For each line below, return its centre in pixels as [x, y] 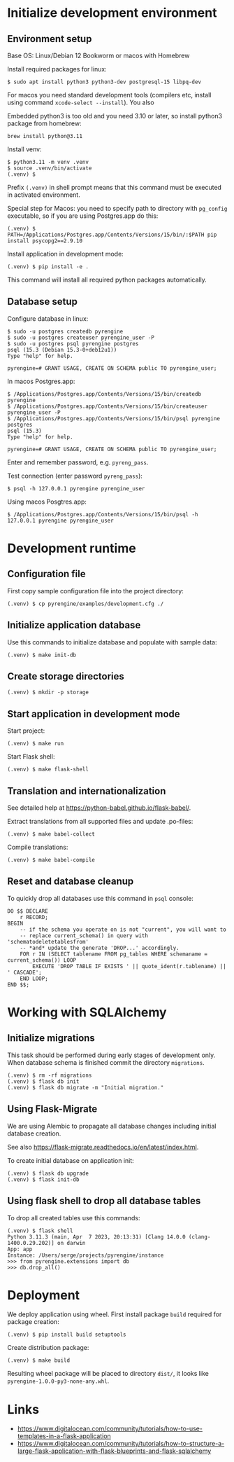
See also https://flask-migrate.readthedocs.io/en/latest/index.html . [103, 1147]
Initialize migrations [51, 1038]
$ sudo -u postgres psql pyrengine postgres [73, 344]
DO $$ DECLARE [28, 911]
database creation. [34, 1133]
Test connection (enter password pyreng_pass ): [75, 476]
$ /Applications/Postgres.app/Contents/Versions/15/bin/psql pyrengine [114, 418]
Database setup [43, 302]
